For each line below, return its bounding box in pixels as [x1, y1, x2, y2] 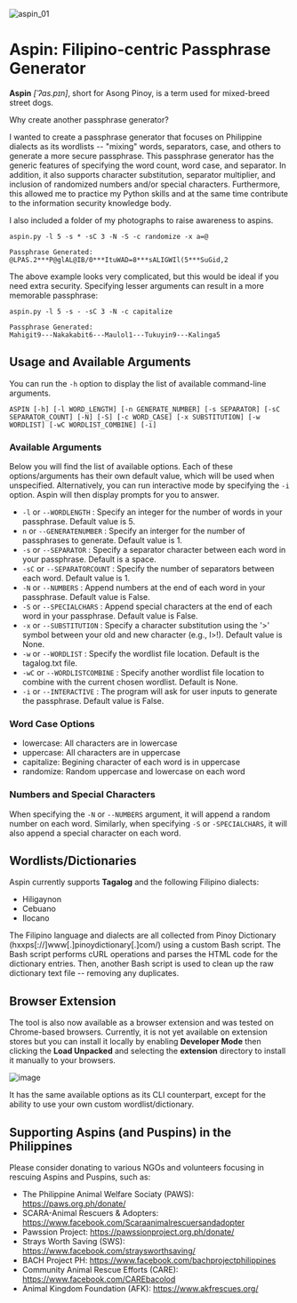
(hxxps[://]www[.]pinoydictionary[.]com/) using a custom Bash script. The [9, 939, 282, 950]
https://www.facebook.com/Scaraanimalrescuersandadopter [21, 1218, 245, 1228]
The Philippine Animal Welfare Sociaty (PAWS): [21, 1189, 194, 1200]
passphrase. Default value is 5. [21, 516, 136, 527]
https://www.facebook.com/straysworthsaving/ [21, 1245, 196, 1257]
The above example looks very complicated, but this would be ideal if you [9, 271, 279, 282]
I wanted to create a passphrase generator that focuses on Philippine [9, 132, 262, 142]
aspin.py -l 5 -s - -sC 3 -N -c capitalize [9, 307, 173, 316]
